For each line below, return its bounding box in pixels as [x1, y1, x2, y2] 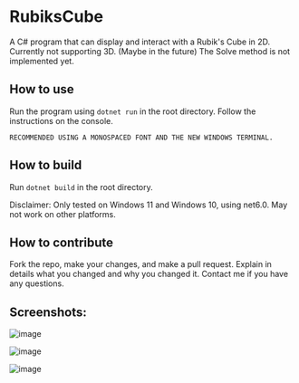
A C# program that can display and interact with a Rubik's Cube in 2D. [9, 36, 271, 47]
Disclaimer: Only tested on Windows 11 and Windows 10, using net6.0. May [9, 199, 288, 210]
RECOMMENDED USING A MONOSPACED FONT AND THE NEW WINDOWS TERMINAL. [9, 133, 274, 142]
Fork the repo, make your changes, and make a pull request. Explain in [9, 259, 272, 270]
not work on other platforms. [9, 208, 116, 219]
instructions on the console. [9, 115, 113, 126]
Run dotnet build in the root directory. [9, 181, 154, 192]
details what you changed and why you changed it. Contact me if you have [9, 269, 288, 280]
